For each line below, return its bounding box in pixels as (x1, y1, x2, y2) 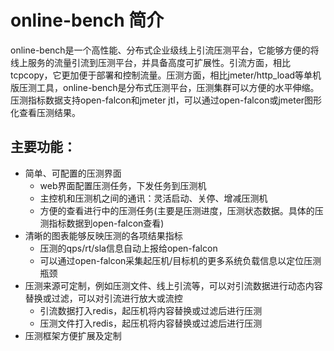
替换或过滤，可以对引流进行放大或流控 (24, 292, 183, 304)
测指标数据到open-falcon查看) (39, 217, 165, 229)
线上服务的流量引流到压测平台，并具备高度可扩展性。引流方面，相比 (10, 56, 291, 68)
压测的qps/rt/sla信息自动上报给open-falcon (39, 242, 218, 254)
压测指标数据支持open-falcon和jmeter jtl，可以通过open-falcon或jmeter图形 (10, 94, 323, 106)
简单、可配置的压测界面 (24, 167, 122, 179)
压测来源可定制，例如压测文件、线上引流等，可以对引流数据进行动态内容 (24, 279, 323, 291)
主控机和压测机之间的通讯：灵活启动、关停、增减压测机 (39, 192, 268, 204)
